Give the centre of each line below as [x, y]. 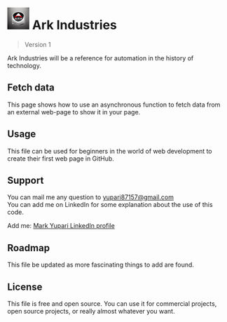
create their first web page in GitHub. [61, 159]
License [25, 287]
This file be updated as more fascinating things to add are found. [101, 265]
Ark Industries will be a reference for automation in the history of [101, 58]
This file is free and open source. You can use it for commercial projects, [112, 304]
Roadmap [29, 248]
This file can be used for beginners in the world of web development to [110, 151]
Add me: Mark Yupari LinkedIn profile [61, 226]
